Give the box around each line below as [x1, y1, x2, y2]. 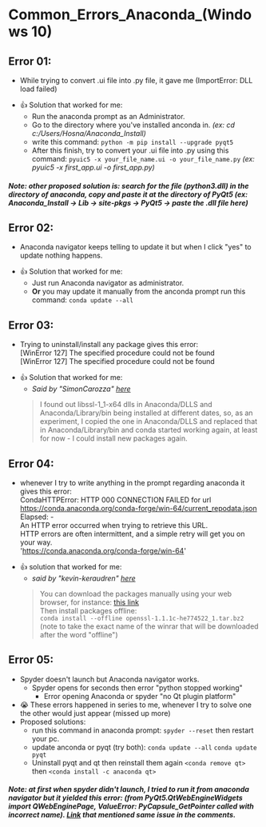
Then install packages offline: [39, 606, 137, 616]
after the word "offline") [39, 630, 118, 640]
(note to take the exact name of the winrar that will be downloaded [39, 621, 259, 631]
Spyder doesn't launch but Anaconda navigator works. [19, 674, 200, 684]
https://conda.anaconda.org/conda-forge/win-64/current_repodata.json [19, 504, 257, 513]
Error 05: [8, 653, 54, 667]
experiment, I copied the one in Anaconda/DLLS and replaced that [39, 417, 258, 426]
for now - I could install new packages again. [39, 433, 188, 443]
